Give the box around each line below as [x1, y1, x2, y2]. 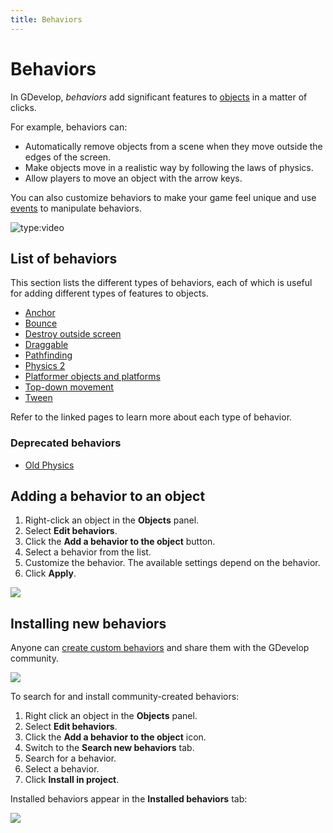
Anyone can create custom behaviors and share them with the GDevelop [10, 642, 310, 654]
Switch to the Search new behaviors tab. [24, 742, 195, 754]
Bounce [24, 317, 58, 330]
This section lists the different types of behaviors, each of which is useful [10, 277, 313, 289]
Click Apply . [24, 567, 77, 580]
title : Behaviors [10, 14, 83, 25]
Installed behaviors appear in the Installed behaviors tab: [10, 793, 248, 805]
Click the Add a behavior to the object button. [24, 536, 216, 548]
